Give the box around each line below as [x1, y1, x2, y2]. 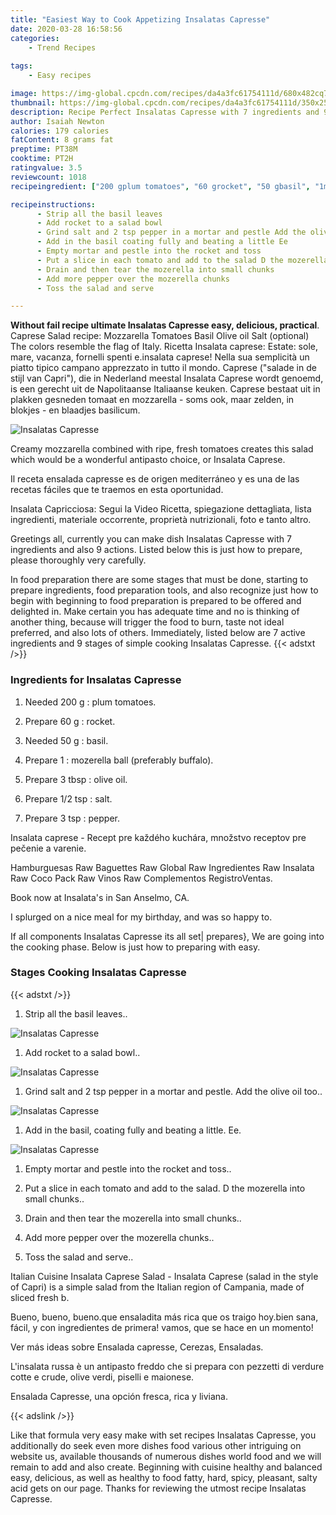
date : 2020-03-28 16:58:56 [10, 24, 123, 34]
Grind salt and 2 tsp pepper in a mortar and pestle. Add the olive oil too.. [24, 1085, 323, 1097]
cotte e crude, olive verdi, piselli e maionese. [10, 1371, 195, 1383]
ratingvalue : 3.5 [10, 163, 83, 173]
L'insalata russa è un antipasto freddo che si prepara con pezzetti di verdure [10, 1360, 325, 1372]
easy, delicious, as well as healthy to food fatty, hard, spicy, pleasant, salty [10, 1471, 318, 1483]
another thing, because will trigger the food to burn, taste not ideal [10, 616, 285, 628]
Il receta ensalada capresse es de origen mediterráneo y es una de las [10, 473, 300, 485]
